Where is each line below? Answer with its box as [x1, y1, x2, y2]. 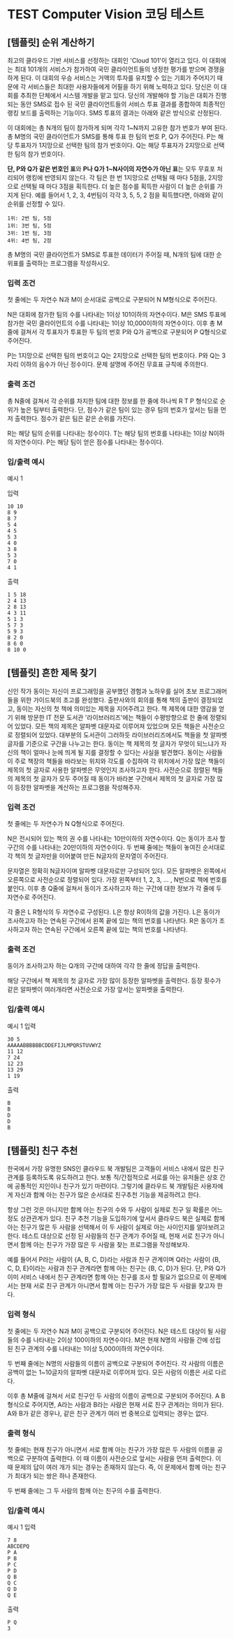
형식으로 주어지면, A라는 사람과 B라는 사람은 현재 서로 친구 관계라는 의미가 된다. [7, 1400, 224, 1409]
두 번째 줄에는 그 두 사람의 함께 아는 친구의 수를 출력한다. [7, 1487, 162, 1495]
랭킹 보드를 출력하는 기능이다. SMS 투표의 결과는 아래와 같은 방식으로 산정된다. [7, 109, 222, 117]
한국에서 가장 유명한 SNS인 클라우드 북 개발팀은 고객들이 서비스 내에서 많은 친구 [7, 1165, 225, 1173]
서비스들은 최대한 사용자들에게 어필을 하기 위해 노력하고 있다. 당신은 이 [27, 83, 220, 91]
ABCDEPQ [7, 1543, 30, 1550]
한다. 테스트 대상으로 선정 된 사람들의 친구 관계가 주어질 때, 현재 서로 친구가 [7, 1232, 212, 1240]
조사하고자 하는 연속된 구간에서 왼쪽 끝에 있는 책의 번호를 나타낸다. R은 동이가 [7, 917, 218, 925]
